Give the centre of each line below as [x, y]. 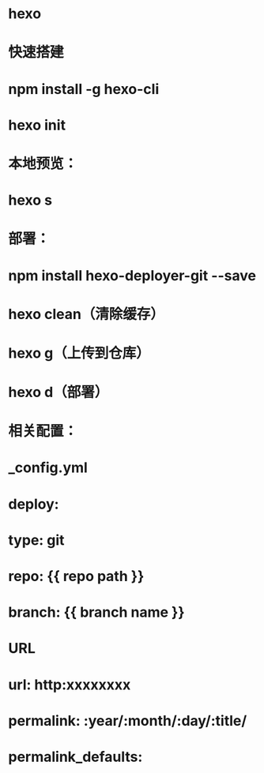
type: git [36, 540]
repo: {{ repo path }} [76, 576]
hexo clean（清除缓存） [86, 314]
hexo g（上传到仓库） [79, 353]
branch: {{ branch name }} [96, 612]
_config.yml [48, 468]
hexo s [30, 200]
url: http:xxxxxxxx [70, 685]
